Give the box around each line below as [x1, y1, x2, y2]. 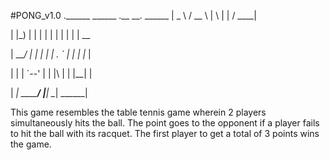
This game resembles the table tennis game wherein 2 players [10, 106, 267, 118]
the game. [10, 138, 52, 150]
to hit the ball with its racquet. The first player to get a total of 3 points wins [10, 128, 320, 139]
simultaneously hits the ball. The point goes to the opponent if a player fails [10, 117, 320, 129]
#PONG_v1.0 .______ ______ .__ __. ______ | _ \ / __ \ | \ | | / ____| [10, 10, 258, 21]
